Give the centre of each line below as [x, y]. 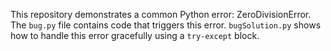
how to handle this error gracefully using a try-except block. [135, 35]
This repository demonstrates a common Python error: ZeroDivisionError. [161, 14]
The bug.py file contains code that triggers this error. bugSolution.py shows [166, 25]
